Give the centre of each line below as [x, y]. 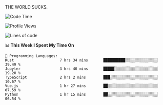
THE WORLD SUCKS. [26, 7]
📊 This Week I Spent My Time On [40, 45]
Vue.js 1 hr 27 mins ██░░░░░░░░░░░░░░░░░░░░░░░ [82, 86]
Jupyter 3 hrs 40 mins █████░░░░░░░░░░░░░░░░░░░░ [82, 69]
